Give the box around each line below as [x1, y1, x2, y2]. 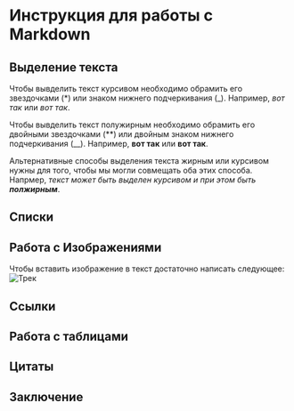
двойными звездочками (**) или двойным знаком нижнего [9, 129, 234, 139]
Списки [9, 210, 54, 225]
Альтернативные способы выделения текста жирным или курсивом [9, 156, 270, 165]
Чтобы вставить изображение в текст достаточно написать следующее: [9, 263, 285, 274]
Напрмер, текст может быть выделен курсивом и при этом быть [9, 174, 257, 185]
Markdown [9, 24, 91, 44]
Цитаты [9, 359, 54, 375]
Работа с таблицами [9, 328, 129, 343]
